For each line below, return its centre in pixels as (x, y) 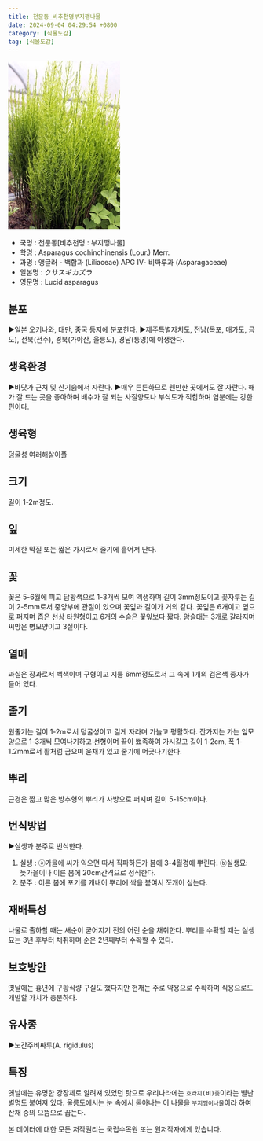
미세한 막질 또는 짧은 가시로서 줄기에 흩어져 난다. (82, 550)
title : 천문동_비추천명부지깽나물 (55, 17)
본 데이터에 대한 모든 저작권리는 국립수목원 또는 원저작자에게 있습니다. (115, 1129)
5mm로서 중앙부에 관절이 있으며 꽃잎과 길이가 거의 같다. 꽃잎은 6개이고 (132, 607)
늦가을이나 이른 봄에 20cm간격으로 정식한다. (88, 873)
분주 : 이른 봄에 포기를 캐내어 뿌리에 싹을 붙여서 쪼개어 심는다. (113, 883)
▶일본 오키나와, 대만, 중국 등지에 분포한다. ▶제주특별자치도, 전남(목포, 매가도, (128, 329)
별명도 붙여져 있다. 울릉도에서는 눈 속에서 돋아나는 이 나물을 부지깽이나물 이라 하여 (130, 1102)
